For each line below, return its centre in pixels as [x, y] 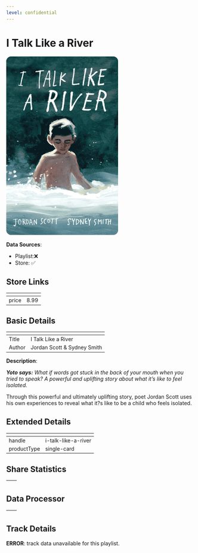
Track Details [31, 529]
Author [17, 348]
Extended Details [39, 422]
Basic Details [31, 321]
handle [17, 440]
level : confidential [32, 13]
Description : [22, 361]
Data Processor [35, 499]
